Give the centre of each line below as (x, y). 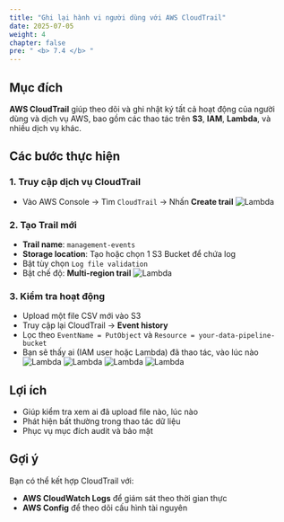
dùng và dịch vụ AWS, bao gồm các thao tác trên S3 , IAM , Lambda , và (140, 119)
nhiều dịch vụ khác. (46, 128)
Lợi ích (28, 390)
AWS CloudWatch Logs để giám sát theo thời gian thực (125, 498)
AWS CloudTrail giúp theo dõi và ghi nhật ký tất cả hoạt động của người (142, 109)
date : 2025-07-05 (42, 26)
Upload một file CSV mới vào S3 (82, 316)
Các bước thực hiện (65, 157)
